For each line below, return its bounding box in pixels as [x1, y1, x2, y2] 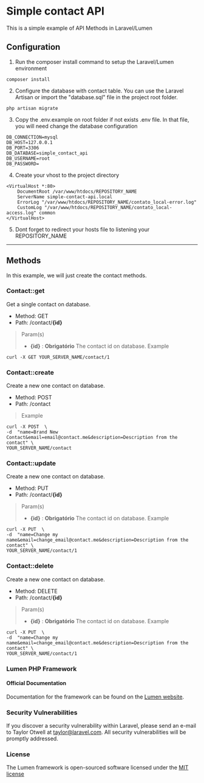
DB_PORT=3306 [6, 145, 39, 151]
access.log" [6, 210, 36, 216]
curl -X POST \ [6, 424, 47, 430]
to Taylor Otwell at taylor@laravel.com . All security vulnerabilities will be [6, 728, 186, 736]
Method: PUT [15, 485, 49, 492]
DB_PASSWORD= [6, 160, 39, 167]
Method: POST [15, 394, 52, 401]
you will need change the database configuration [15, 122, 138, 129]
